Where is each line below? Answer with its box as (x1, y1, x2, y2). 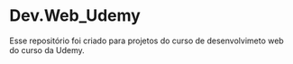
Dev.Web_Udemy (9, 5, 142, 26)
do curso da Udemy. (9, 44, 86, 55)
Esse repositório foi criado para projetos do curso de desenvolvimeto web (9, 35, 284, 46)
